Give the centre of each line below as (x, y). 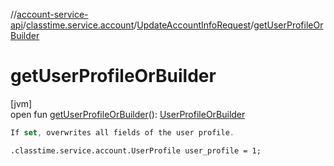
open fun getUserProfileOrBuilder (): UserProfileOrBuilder (128, 114)
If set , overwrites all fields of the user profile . (122, 132)
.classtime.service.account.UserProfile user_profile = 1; (136, 150)
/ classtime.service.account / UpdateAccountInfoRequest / (138, 25)
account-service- (52, 14)
